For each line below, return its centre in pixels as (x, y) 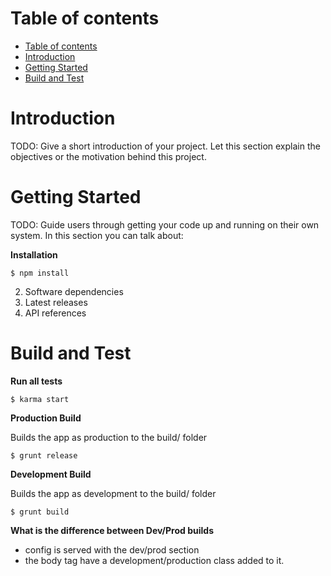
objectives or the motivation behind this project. (108, 156)
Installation (34, 254)
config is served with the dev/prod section (112, 549)
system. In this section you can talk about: (97, 235)
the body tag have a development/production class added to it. (154, 560)
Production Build (46, 418)
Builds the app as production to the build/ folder (109, 437)
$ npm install (40, 273)
